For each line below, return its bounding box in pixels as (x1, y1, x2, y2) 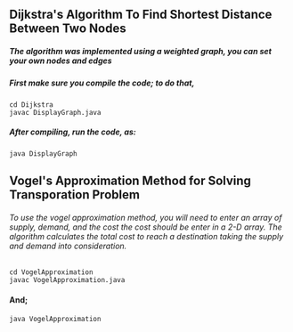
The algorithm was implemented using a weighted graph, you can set (9, 45, 272, 56)
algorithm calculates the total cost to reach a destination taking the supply (9, 231, 284, 241)
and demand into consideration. (9, 240, 127, 251)
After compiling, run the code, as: (9, 126, 136, 137)
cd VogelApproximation (9, 268, 94, 277)
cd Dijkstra (9, 100, 53, 109)
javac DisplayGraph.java (9, 108, 102, 117)
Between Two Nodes (9, 21, 126, 36)
